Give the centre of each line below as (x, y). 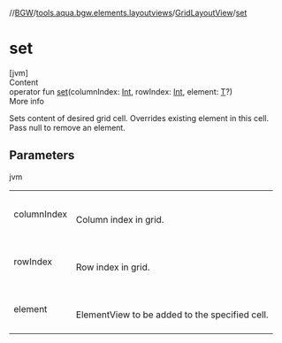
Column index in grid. (120, 219)
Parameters (42, 155)
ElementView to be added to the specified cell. (172, 315)
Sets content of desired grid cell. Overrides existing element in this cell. (139, 118)
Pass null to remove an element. (67, 127)
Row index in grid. (113, 267)
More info (27, 101)
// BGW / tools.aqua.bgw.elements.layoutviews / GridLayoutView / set (128, 13)
